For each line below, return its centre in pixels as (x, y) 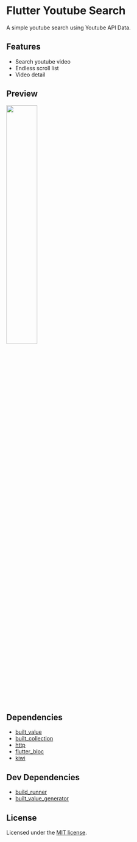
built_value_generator (42, 799)
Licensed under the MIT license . (47, 833)
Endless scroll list (37, 68)
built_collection (34, 739)
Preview (22, 94)
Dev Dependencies (43, 777)
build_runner (31, 792)
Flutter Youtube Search (66, 11)
